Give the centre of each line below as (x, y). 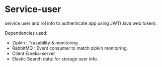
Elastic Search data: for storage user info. (55, 58)
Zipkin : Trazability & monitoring (45, 43)
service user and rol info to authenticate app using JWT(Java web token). (81, 23)
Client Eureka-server (33, 53)
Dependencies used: (26, 33)
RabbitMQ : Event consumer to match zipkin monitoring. (70, 48)
